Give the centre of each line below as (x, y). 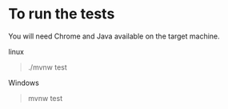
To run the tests (62, 14)
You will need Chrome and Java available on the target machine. (114, 36)
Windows (24, 83)
